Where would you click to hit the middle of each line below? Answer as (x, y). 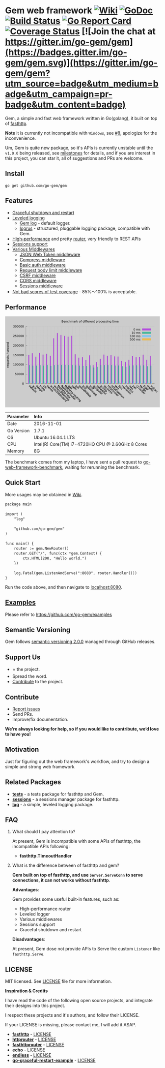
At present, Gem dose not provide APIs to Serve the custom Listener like (86, 949)
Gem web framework (49, 11)
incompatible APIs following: (41, 847)
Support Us (23, 657)
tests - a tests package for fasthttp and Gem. (58, 794)
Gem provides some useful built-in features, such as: (66, 899)
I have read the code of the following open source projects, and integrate (79, 1001)
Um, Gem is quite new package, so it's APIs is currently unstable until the (79, 148)
